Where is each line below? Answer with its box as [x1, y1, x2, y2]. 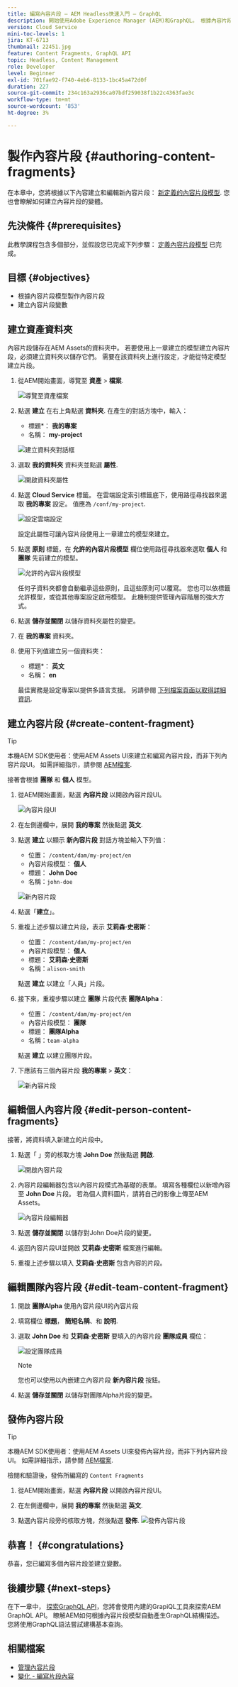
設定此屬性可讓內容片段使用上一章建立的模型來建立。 [17, 530, 174, 538]
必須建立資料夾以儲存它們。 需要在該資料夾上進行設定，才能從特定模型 [19, 353, 227, 361]
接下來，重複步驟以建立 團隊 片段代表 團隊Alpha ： [17, 994, 165, 1002]
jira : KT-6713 [7, 37, 50, 44]
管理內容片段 [17, 1663, 55, 1671]
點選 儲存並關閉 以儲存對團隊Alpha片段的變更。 [17, 1390, 157, 1399]
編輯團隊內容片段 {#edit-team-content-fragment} [7, 1281, 229, 1293]
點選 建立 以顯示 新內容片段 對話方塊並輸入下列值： [17, 835, 168, 844]
